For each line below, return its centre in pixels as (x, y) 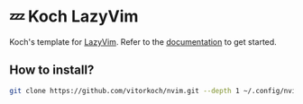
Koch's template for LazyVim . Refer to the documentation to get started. (143, 41)
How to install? (52, 70)
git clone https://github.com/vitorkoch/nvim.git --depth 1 (125, 91)
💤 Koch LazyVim (74, 17)
